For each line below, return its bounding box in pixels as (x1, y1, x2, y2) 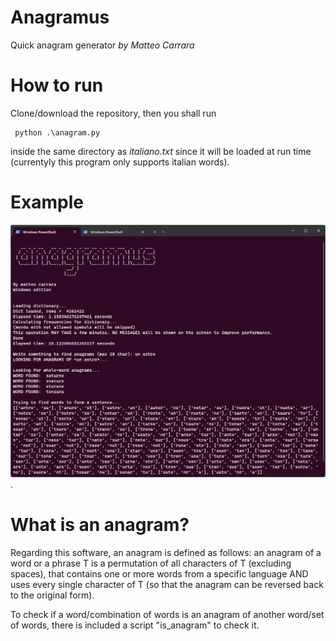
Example (10, 191, 84, 214)
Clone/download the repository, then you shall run (10, 107, 217, 119)
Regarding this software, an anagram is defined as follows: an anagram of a (10, 546, 322, 558)
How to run (10, 74, 104, 97)
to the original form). (10, 589, 95, 601)
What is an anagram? (10, 514, 190, 536)
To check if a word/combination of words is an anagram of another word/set (10, 608, 325, 620)
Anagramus (10, 6, 110, 29)
